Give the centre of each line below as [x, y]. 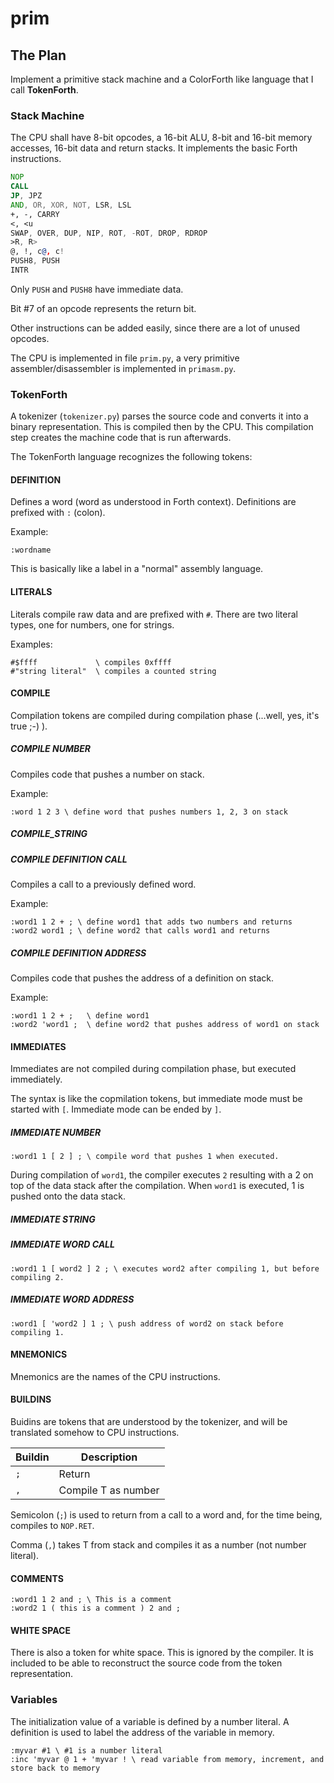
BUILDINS [31, 1399]
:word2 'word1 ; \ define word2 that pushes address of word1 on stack [165, 1025]
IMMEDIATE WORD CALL [62, 1244]
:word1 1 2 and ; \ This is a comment [91, 1600]
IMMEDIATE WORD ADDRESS [72, 1299]
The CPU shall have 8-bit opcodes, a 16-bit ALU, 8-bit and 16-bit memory [161, 138]
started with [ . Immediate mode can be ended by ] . [116, 1109]
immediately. [36, 1079]
